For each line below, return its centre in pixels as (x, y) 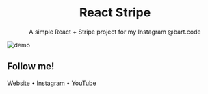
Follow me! (31, 67)
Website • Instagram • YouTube (52, 83)
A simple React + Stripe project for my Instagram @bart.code (115, 32)
